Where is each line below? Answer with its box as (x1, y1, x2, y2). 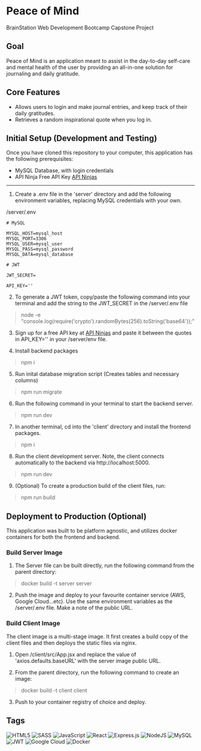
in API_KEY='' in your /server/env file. (14, 336, 108, 343)
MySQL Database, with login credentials (14, 167, 114, 174)
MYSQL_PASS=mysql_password (6, 247, 74, 253)
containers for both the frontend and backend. (6, 534, 121, 541)
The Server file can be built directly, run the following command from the (14, 562, 194, 569)
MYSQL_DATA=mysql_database (6, 251, 74, 258)
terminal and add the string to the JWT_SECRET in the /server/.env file (14, 300, 188, 307)
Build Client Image (6, 619, 60, 628)
